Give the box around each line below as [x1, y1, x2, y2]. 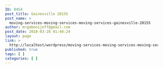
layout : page [5, 34, 32, 39]
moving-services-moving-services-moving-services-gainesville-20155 [9, 20, 151, 25]
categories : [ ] [5, 56, 38, 61]
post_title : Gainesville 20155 [5, 11, 68, 16]
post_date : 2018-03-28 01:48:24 [5, 29, 70, 34]
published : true [5, 47, 38, 52]
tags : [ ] [5, 51, 25, 57]
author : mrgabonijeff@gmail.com [5, 25, 70, 30]
